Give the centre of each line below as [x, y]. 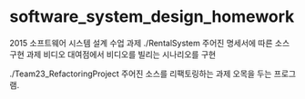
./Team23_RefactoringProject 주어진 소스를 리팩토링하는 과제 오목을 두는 [141, 74]
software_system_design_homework [152, 17]
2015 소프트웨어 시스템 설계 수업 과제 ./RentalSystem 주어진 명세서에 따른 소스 [150, 43]
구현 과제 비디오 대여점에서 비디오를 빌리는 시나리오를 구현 [113, 54]
